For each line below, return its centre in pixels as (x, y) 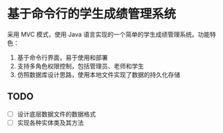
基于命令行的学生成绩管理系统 (92, 14)
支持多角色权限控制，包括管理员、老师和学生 (81, 66)
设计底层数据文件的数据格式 (56, 114)
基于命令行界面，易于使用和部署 (62, 57)
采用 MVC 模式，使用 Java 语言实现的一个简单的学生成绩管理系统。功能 (109, 34)
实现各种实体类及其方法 (50, 122)
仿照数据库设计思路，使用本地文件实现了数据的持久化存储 (98, 74)
